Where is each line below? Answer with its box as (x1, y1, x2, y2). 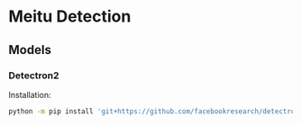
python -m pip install (8, 106, 94, 116)
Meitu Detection (8, 6, 132, 27)
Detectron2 (8, 69, 59, 82)
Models (8, 42, 51, 58)
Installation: (8, 89, 51, 100)
